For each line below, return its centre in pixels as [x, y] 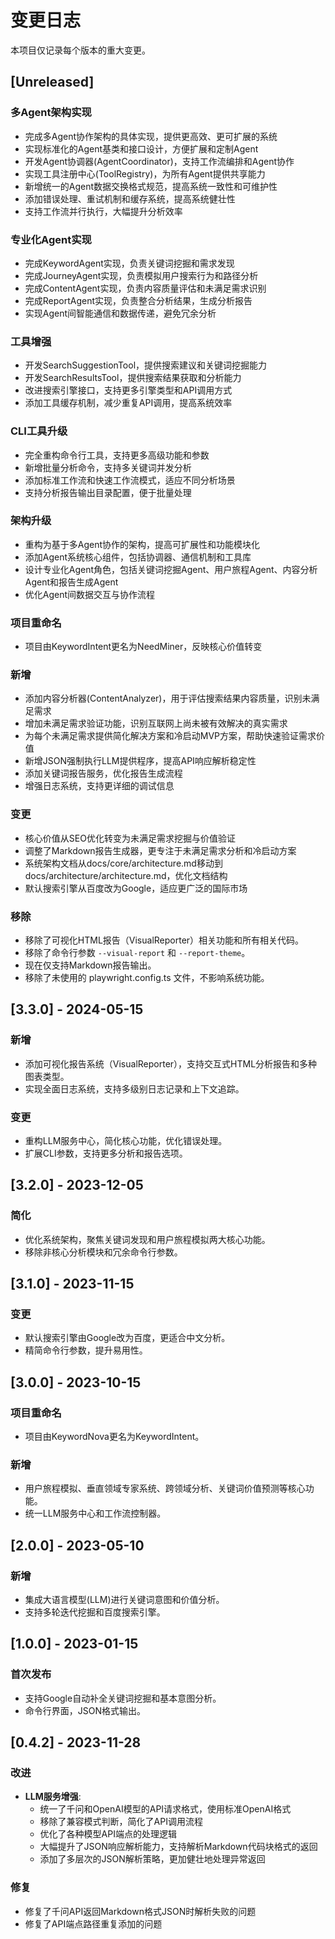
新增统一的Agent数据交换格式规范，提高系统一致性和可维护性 [151, 186]
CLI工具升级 [39, 431]
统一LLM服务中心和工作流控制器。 [95, 1513]
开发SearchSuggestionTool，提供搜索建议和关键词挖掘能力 [146, 365]
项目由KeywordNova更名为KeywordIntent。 [114, 1437]
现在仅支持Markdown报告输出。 [90, 965]
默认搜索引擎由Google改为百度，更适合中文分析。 [127, 1338]
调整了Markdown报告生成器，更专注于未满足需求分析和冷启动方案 [160, 850]
